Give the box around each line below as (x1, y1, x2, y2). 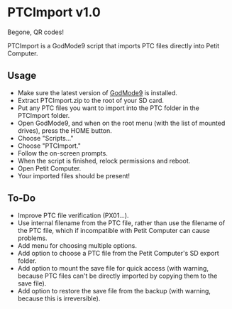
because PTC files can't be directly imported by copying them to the (17, 271, 218, 280)
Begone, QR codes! (7, 28, 64, 36)
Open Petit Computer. (17, 164, 82, 173)
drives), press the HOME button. (17, 126, 112, 135)
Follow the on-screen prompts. (17, 148, 108, 157)
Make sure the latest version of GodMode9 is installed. (17, 88, 177, 97)
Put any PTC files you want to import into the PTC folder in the (17, 104, 200, 112)
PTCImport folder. (17, 111, 70, 119)
